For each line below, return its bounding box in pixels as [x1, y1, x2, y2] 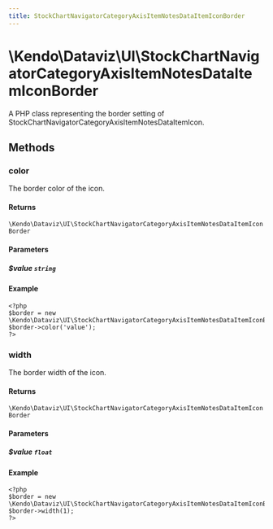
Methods [8, 140, 55, 155]
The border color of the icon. [8, 184, 106, 194]
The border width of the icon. [8, 367, 107, 377]
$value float [8, 447, 53, 457]
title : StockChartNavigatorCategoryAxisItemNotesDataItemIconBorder [8, 11, 245, 20]
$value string [8, 263, 57, 273]
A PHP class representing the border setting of [8, 108, 165, 118]
